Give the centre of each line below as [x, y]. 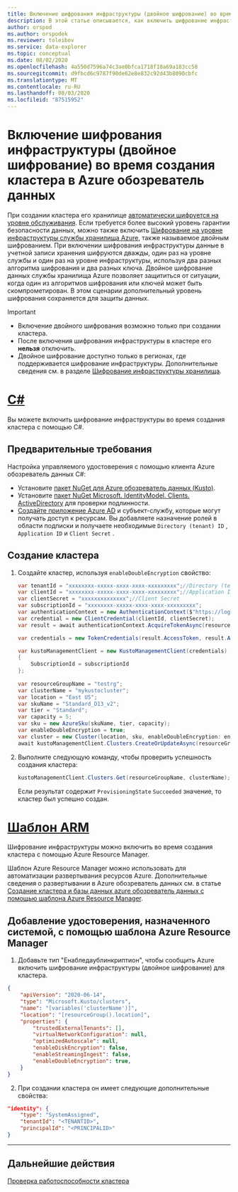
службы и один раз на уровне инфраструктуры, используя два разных [114, 260]
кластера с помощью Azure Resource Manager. [79, 854]
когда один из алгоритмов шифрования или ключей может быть [105, 283]
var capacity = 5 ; [45, 717]
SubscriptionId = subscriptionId [80, 664]
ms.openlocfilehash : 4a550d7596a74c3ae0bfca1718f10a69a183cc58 [103, 67]
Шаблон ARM [49, 827]
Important [22, 312]
